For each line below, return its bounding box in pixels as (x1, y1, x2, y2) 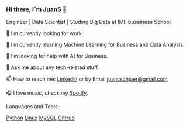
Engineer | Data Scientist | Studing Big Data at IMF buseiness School (6, 19, 171, 26)
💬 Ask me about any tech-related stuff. (6, 64, 99, 71)
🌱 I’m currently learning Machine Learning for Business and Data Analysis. (6, 41, 185, 49)
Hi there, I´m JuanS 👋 (6, 5, 67, 13)
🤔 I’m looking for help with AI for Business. (6, 53, 108, 60)
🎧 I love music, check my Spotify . (6, 90, 88, 97)
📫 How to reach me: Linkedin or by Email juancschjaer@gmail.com (6, 75, 168, 83)
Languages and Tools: (6, 103, 60, 110)
